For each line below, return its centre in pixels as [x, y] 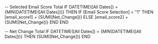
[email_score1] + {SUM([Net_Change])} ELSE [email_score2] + [66, 17]
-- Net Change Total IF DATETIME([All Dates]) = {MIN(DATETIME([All [73, 31]
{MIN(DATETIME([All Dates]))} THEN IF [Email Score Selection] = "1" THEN [79, 12]
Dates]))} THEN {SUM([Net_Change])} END [47, 36]
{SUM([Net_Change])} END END [37, 22]
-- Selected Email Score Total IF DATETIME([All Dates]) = [61, 7]
